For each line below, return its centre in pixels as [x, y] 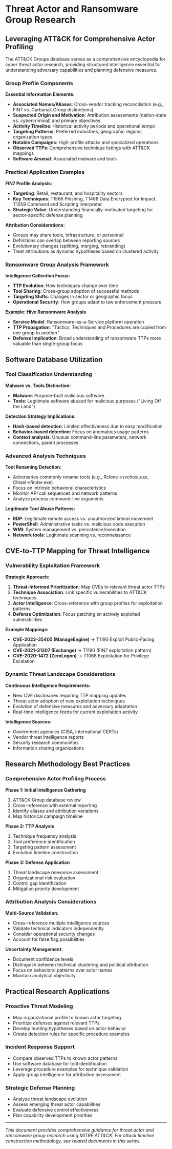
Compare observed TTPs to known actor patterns [65, 1058]
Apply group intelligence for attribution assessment [67, 1074]
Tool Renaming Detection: [34, 467]
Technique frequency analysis [45, 836]
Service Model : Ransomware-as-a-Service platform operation [78, 321]
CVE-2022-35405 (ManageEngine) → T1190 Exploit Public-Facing [83, 639]
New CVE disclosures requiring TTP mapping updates [69, 695]
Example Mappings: [27, 629]
